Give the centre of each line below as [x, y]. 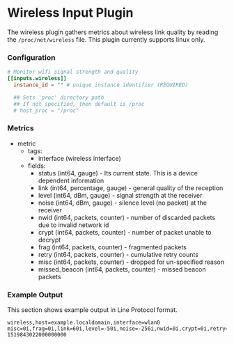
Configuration [31, 57]
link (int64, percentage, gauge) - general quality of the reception [131, 188]
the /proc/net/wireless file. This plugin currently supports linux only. [106, 39]
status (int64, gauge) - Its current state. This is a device [118, 173]
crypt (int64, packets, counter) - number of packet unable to [125, 232]
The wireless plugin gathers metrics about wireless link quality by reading [113, 32]
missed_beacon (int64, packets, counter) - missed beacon [122, 269]
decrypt [49, 240]
